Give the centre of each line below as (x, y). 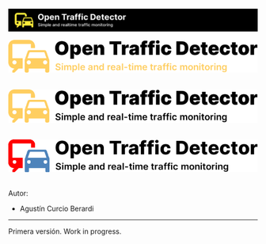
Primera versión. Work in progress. (65, 231)
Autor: (19, 193)
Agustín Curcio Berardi (57, 209)
